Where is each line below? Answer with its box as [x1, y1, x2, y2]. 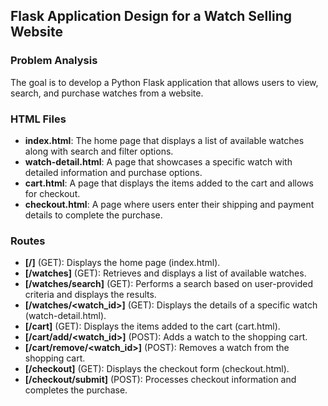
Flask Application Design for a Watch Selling [10, 8, 292, 25]
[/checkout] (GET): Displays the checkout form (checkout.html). [24, 363, 290, 375]
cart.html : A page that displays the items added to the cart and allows [24, 177, 314, 189]
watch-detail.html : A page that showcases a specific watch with [24, 155, 293, 168]
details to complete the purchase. [24, 209, 163, 221]
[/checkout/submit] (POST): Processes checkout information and [24, 374, 297, 386]
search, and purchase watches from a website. [10, 87, 204, 99]
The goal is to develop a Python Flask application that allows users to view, [10, 76, 319, 88]
